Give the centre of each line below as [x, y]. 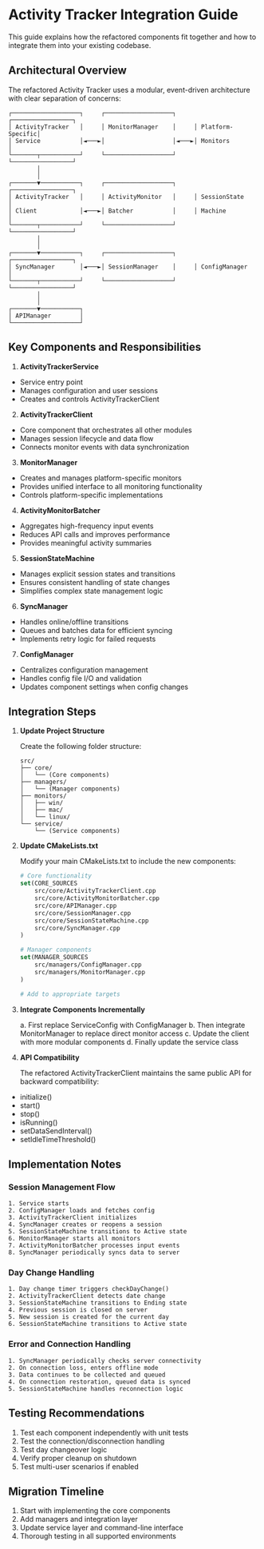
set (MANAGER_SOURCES [54, 958]
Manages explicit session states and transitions [97, 574]
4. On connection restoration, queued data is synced [100, 1382]
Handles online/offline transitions [74, 622]
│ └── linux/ [45, 817]
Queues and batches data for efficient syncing [96, 630]
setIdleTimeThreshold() [58, 1139]
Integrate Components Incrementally [82, 1009]
